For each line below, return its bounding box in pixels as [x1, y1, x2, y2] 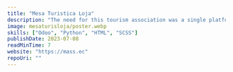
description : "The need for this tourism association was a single [7, 16, 207, 23]
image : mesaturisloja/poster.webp [7, 23, 107, 29]
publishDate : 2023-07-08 [7, 36, 79, 43]
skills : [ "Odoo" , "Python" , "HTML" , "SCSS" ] [7, 29, 138, 36]
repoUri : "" [7, 55, 42, 62]
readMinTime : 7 [7, 42, 51, 49]
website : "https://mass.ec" [7, 49, 89, 56]
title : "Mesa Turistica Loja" [7, 10, 95, 17]
